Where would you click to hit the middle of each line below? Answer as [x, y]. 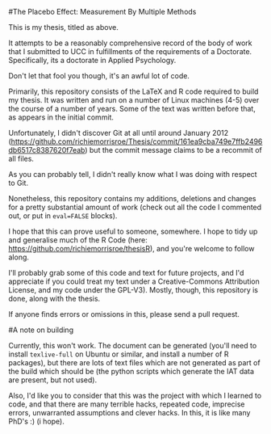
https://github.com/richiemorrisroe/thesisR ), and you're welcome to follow [131, 249]
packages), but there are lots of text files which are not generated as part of [134, 362]
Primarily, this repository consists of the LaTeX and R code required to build [133, 91]
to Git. [19, 183]
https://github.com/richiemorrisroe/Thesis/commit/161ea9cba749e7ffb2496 [137, 141]
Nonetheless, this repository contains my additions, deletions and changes [132, 198]
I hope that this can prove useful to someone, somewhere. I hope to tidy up [133, 231]
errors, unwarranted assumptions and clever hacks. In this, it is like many [129, 413]
